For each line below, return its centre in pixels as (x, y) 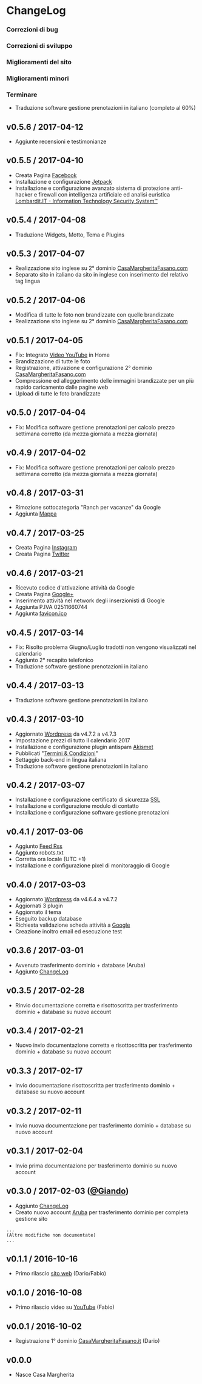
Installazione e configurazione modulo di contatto (77, 806)
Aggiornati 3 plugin (39, 905)
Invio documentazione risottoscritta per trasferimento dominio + (95, 1086)
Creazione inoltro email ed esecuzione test (69, 931)
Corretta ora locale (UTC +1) (50, 859)
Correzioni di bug (32, 30)
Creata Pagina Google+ (44, 594)
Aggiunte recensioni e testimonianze (61, 141)
